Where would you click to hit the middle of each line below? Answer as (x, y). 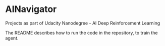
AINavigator (31, 9)
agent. (12, 38)
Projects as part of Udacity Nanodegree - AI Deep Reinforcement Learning (83, 23)
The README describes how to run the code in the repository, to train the (81, 32)
